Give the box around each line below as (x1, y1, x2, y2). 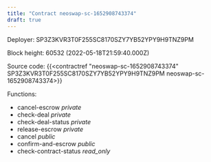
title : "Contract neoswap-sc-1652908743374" (7, 10, 137, 17)
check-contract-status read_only (16, 147, 111, 155)
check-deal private (16, 111, 71, 119)
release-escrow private (16, 125, 84, 133)
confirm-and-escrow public (16, 139, 96, 148)
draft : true (7, 16, 41, 23)
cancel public (16, 132, 56, 141)
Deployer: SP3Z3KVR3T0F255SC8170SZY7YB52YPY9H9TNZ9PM (7, 35, 195, 43)
